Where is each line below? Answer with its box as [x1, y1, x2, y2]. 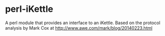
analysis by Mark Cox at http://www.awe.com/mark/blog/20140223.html [5, 25, 153, 31]
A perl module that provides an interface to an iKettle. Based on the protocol [5, 20, 161, 26]
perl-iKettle [5, 3, 54, 15]
